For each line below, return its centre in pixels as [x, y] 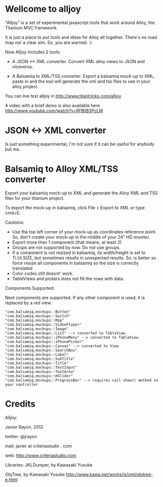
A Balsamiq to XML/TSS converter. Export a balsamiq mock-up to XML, [83, 76]
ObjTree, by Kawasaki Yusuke [35, 474]
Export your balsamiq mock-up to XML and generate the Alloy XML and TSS [81, 193]
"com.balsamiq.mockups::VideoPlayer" [43, 325]
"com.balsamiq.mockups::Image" [37, 329]
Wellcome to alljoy [43, 9]
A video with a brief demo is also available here [52, 105]
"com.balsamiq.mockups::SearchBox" [41, 350]
